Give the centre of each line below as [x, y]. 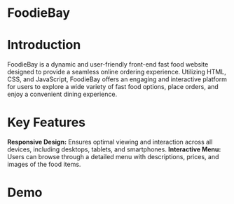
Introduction [44, 45]
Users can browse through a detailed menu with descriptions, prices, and [113, 157]
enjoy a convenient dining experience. [62, 94]
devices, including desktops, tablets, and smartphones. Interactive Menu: [114, 149]
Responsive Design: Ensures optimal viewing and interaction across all [110, 142]
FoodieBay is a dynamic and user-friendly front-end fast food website [108, 64]
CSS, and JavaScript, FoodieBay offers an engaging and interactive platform [117, 79]
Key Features [47, 122]
